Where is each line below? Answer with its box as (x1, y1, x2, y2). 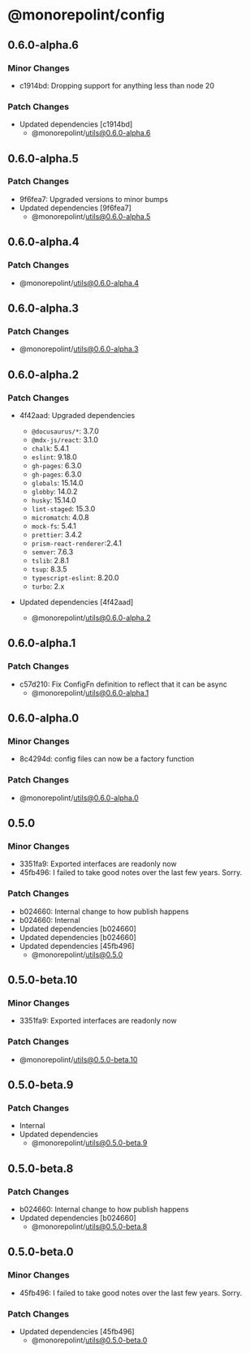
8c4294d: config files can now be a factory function (19, 754, 195, 764)
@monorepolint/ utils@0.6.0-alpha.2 (31, 613, 151, 623)
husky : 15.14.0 (31, 495, 76, 505)
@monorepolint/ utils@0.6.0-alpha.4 (19, 278, 140, 287)
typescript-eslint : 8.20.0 (31, 572, 119, 582)
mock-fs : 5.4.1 (31, 521, 76, 531)
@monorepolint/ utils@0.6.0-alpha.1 (31, 687, 149, 697)
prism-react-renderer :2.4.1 (31, 538, 123, 548)
